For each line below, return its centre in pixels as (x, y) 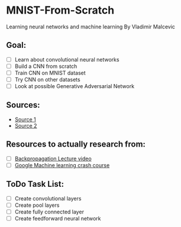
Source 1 (25, 119)
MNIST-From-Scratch (60, 10)
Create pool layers (37, 205)
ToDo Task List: (35, 184)
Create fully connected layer (49, 212)
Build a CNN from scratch (46, 66)
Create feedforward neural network (58, 218)
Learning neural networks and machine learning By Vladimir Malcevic (91, 27)
